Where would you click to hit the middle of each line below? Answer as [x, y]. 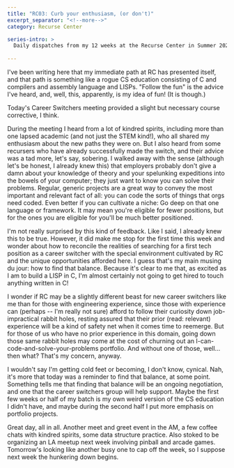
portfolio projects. [33, 414]
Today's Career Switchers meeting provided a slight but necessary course [114, 108]
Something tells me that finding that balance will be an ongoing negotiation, [116, 384]
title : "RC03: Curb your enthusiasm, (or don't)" [81, 14]
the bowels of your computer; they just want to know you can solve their [111, 181]
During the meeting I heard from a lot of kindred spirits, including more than [116, 129]
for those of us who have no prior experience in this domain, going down [111, 333]
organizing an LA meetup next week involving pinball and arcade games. [111, 442]
